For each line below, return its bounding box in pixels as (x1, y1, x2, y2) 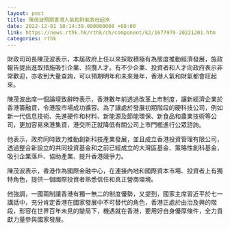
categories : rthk (7, 35, 57, 42)
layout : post (7, 10, 44, 17)
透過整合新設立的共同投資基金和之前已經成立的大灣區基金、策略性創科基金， (7, 144, 223, 152)
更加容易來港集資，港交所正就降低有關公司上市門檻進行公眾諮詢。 (18, 121, 205, 129)
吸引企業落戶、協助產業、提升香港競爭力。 (7, 152, 127, 160)
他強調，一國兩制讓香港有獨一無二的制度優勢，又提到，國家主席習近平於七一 (7, 190, 223, 198)
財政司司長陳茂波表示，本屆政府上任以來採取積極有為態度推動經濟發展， (7, 55, 211, 63)
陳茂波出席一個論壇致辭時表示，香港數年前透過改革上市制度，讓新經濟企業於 (7, 95, 223, 103)
